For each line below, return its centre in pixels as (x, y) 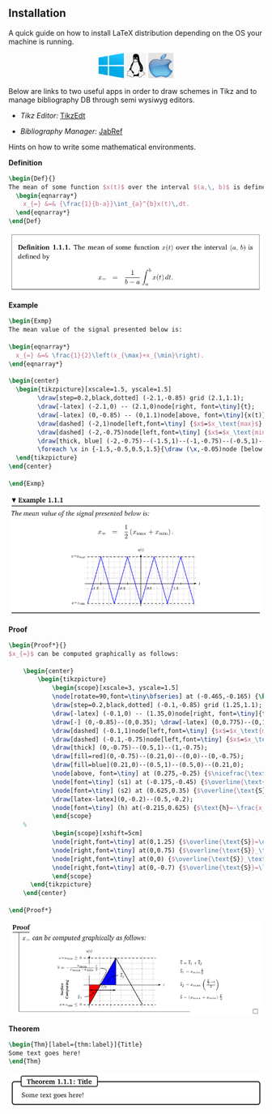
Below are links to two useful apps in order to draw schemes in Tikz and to (133, 91)
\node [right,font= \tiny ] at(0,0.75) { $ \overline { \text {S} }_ (155, 850)
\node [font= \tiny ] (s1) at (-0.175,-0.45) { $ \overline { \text (157, 782)
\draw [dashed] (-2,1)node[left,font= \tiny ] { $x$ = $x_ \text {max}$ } (150, 424)
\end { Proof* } (30, 910)
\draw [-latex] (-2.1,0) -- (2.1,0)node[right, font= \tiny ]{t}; (146, 407)
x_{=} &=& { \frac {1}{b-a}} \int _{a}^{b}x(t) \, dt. (106, 204)
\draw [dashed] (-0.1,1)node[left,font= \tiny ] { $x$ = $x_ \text (155, 731)
